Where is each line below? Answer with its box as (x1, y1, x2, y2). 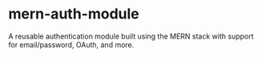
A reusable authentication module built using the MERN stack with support (8, 31, 254, 41)
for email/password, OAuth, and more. (8, 39, 135, 49)
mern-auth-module (8, 5, 139, 23)
